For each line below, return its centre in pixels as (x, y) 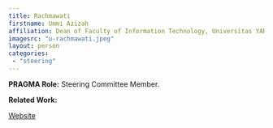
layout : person (34, 46)
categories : (28, 53)
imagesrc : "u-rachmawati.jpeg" (61, 38)
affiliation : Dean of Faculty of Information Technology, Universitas (130, 31)
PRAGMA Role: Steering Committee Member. (84, 84)
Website (22, 115)
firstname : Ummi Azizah (49, 23)
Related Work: (33, 100)
